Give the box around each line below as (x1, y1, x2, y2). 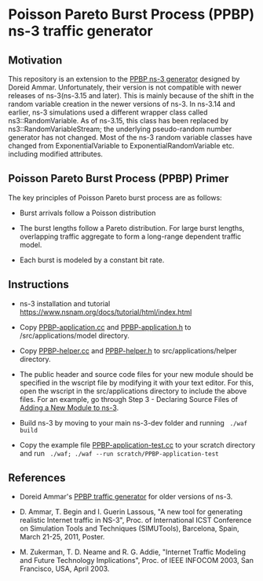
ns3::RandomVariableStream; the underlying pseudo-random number (8, 124, 232, 133)
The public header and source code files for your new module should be (19, 369, 254, 378)
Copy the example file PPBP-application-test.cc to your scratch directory (19, 440, 256, 449)
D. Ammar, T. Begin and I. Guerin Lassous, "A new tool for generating (19, 507, 243, 517)
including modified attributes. (8, 149, 104, 159)
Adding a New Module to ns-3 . (19, 403, 119, 412)
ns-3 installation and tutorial (19, 298, 111, 308)
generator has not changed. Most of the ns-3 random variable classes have (8, 133, 253, 142)
